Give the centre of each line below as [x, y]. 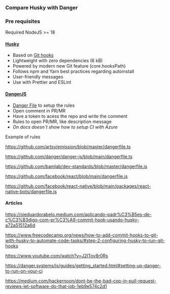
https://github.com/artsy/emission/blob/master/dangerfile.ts [68, 146]
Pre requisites [23, 21]
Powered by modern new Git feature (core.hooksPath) [69, 66]
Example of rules [23, 137]
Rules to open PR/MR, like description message [62, 122]
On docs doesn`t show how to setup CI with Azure [65, 127]
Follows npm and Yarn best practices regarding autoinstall [73, 71]
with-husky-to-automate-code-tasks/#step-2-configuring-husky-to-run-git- [85, 240]
